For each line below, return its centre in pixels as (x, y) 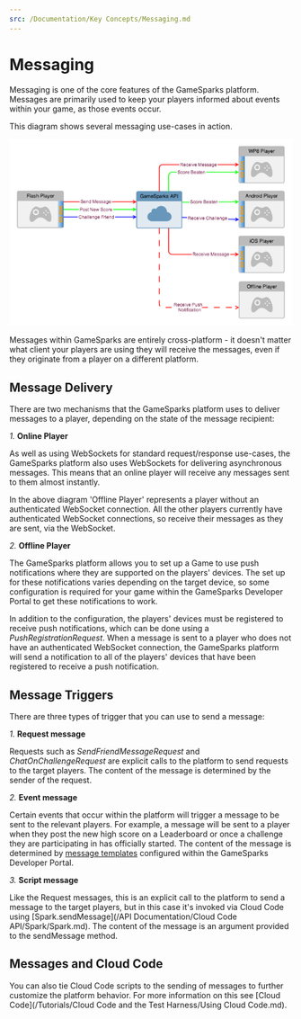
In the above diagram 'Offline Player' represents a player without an (134, 500)
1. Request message (48, 734)
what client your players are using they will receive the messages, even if (145, 350)
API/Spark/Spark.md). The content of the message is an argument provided (149, 926)
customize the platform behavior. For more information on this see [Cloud (145, 995)
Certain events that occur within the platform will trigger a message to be (145, 815)
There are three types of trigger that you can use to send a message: (137, 717)
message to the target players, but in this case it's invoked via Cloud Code (147, 907)
